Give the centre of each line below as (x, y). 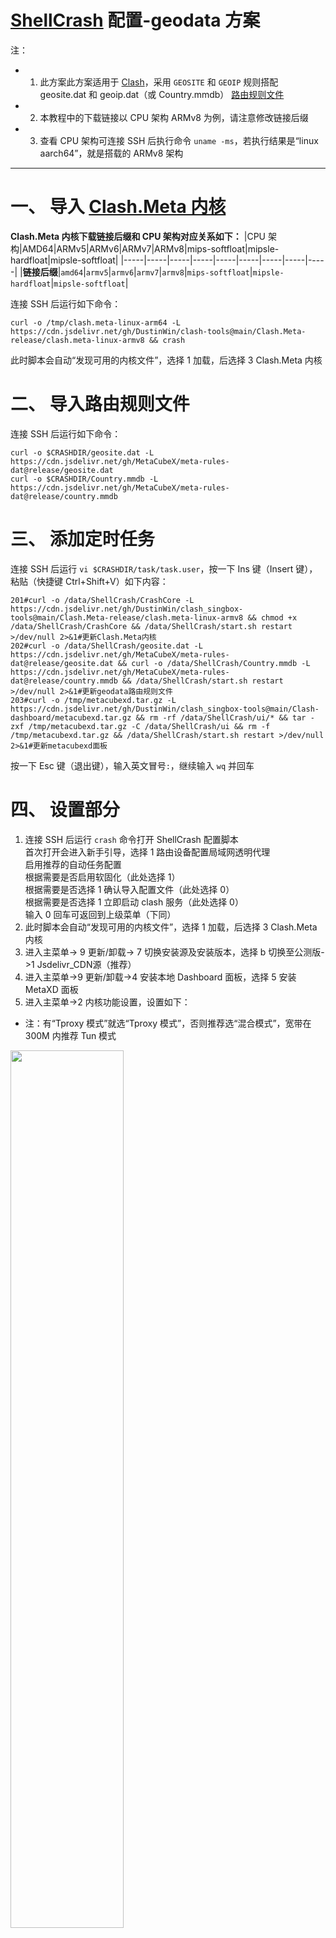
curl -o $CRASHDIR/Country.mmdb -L (84, 479)
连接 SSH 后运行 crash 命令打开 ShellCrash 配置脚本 (131, 839)
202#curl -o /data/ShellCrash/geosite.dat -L (106, 646)
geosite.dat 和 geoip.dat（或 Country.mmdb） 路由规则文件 (162, 94)
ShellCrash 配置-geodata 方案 (135, 20)
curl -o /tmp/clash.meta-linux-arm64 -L (96, 322)
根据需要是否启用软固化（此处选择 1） (102, 877)
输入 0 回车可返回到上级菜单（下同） (100, 914)
